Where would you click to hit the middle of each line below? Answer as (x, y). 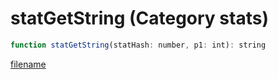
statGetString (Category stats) (139, 18)
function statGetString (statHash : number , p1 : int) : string (138, 45)
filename (28, 64)
